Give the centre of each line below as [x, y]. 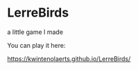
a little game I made [35, 32]
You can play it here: [36, 45]
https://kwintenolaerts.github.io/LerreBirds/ [69, 59]
